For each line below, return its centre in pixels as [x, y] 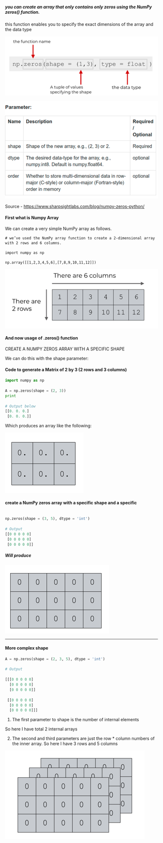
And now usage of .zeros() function [42, 338]
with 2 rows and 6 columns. [33, 243]
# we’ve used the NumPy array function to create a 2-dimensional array [80, 238]
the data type [18, 29]
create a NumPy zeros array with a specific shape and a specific [71, 502]
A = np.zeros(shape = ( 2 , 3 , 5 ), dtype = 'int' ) [55, 659]
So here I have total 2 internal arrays [41, 729]
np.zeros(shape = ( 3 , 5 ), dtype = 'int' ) [48, 519]
